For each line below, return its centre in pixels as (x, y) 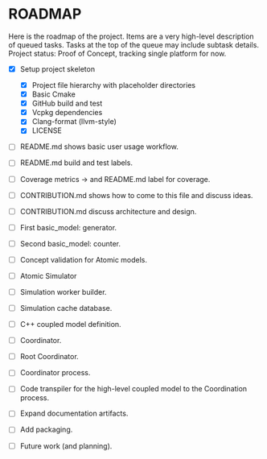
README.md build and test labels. (76, 163)
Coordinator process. (55, 373)
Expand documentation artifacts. (74, 414)
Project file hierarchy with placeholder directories (113, 85)
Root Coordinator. (49, 357)
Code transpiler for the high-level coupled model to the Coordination (133, 389)
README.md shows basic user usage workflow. (99, 147)
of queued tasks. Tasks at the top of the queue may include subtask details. (134, 44)
